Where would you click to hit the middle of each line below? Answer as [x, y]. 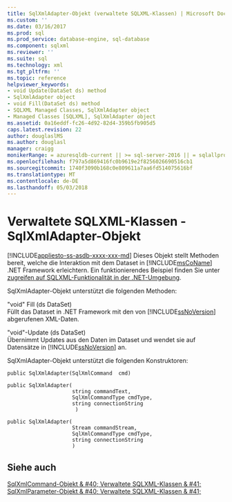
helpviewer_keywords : [38, 84]
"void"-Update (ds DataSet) [47, 332]
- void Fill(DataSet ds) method [54, 104]
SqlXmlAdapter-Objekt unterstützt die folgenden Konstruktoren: [98, 361]
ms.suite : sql [28, 59]
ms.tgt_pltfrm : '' [33, 71]
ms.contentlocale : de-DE [43, 181]
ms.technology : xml [35, 65]
